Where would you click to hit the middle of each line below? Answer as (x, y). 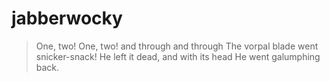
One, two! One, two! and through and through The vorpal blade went (177, 46)
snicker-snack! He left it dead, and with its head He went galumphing (178, 56)
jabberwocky (67, 18)
